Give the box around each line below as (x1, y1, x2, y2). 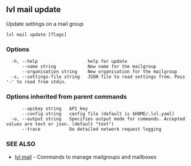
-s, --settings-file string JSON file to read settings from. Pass (11, 74, 185, 80)
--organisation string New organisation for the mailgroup (21, 69, 177, 75)
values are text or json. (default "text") (6, 121, 115, 127)
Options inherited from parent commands (6, 93, 128, 101)
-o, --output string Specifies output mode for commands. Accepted (11, 116, 185, 122)
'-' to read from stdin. (6, 79, 67, 85)
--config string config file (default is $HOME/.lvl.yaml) (21, 111, 175, 117)
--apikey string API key (21, 106, 88, 112)
